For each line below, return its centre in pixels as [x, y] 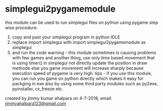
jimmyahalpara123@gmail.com [36, 103]
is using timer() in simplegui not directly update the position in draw [80, 63]
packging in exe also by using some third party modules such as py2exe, [85, 83]
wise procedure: [21, 27]
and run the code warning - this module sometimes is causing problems [84, 53]
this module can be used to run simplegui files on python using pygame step [81, 22]
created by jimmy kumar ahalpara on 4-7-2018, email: [59, 98]
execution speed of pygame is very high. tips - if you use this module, [82, 73]
